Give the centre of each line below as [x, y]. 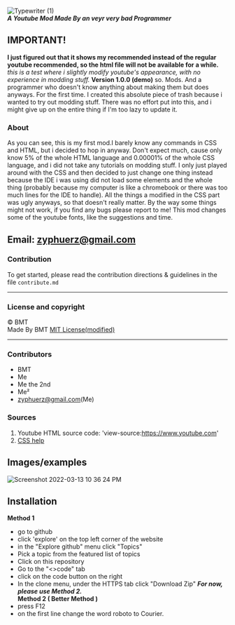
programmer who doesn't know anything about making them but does [108, 87]
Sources [22, 417]
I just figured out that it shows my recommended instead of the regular [112, 57]
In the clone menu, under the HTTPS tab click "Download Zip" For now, [120, 584]
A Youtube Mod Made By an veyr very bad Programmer [90, 18]
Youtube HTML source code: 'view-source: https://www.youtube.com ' [118, 433]
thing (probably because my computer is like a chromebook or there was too [117, 188]
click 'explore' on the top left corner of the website [90, 539]
